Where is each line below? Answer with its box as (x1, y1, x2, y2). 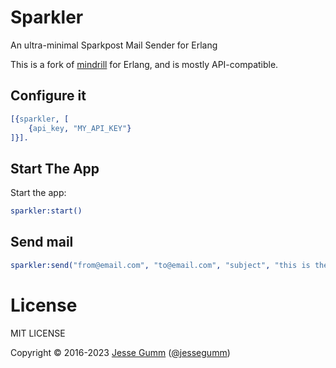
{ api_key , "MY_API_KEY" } (28, 123, 132, 133)
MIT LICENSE (10, 327, 66, 339)
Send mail (10, 234, 74, 251)
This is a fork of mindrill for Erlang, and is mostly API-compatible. (10, 58, 279, 70)
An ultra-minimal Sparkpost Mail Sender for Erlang (10, 39, 218, 51)
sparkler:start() (10, 206, 83, 216)
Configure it (10, 87, 87, 105)
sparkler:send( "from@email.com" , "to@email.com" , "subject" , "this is (10, 260, 311, 270)
